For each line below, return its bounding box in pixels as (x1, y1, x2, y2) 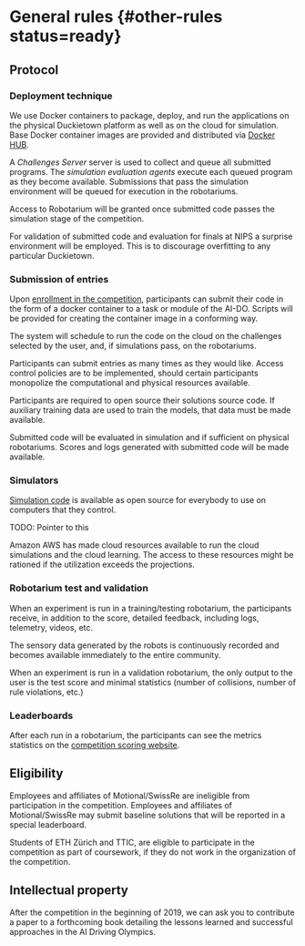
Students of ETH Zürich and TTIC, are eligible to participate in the (9, 837, 255, 848)
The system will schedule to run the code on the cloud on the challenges (9, 331, 282, 342)
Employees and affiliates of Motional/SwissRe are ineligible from (9, 790, 250, 801)
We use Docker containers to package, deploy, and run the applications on (9, 109, 290, 120)
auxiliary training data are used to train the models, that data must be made (9, 405, 291, 416)
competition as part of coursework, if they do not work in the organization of (9, 846, 296, 858)
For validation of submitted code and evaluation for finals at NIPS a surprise (9, 231, 293, 242)
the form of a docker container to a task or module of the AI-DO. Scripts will (9, 303, 293, 314)
